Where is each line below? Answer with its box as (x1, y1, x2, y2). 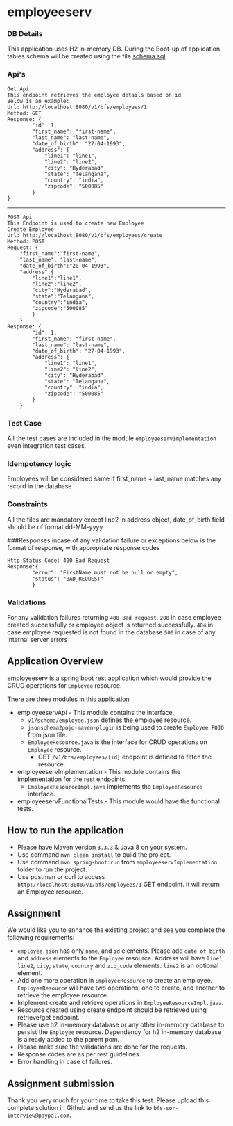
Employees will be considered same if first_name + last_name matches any (7, 474, 222, 483)
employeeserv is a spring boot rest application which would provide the (7, 674, 212, 682)
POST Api (7, 214, 33, 220)
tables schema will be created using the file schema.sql (7, 52, 166, 61)
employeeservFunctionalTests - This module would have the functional (17, 797, 221, 805)
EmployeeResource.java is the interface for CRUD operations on (27, 738, 208, 746)
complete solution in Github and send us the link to (7, 1104, 153, 1112)
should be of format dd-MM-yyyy (7, 522, 103, 531)
